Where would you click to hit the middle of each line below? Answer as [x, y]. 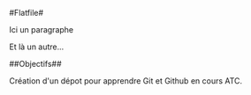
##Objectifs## [35, 64]
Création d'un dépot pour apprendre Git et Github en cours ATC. [126, 81]
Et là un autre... [37, 47]
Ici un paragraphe [42, 29]
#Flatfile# [27, 13]
